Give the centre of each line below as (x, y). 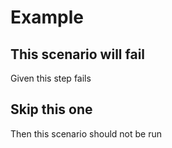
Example (47, 17)
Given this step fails (51, 78)
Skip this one (51, 109)
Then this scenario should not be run (86, 133)
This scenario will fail (78, 54)
